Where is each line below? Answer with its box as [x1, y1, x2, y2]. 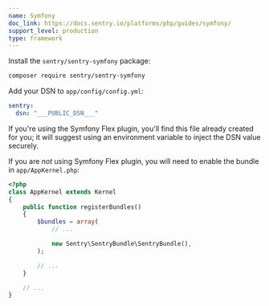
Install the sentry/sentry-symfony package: [8, 56, 151, 66]
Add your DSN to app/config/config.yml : [8, 86, 144, 96]
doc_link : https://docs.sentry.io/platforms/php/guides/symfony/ [8, 19, 231, 27]
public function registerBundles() [22, 202, 142, 211]
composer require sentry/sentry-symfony [8, 71, 146, 80]
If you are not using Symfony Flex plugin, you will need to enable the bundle [8, 156, 259, 165]
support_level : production [8, 27, 99, 35]
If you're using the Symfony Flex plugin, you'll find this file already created [8, 124, 255, 133]
